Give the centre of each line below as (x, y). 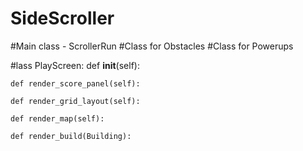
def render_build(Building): (71, 136)
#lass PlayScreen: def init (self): (75, 65)
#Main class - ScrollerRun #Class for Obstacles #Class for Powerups (152, 46)
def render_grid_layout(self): (75, 101)
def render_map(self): (57, 118)
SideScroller (62, 18)
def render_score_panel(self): (75, 83)
